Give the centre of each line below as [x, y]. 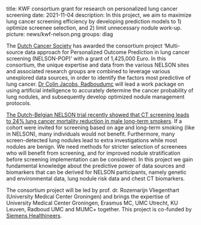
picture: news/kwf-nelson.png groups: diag [60, 34]
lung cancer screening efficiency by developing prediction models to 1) [94, 21]
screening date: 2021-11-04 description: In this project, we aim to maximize [99, 15]
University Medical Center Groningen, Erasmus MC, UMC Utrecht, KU [92, 203]
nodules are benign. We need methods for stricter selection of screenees [97, 147]
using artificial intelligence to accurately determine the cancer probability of [100, 90]
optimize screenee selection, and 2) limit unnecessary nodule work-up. [94, 28]
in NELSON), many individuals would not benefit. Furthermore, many [91, 134]
